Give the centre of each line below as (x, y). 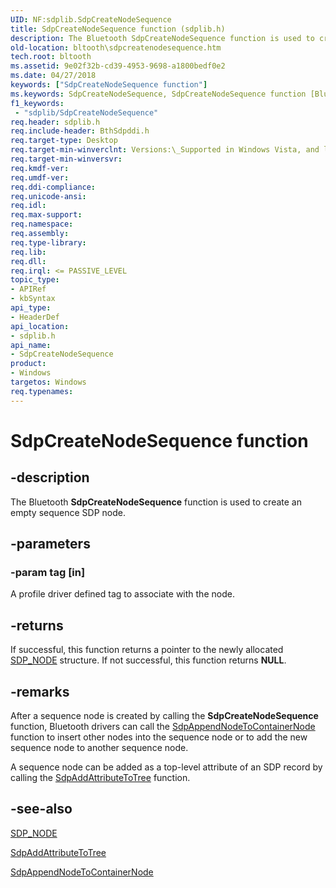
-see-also (41, 809)
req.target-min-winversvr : (66, 159)
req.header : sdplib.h (55, 122)
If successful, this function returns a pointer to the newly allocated (147, 650)
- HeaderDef (35, 317)
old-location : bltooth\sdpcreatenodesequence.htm (116, 47)
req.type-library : (48, 242)
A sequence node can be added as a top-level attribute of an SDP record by (166, 767)
